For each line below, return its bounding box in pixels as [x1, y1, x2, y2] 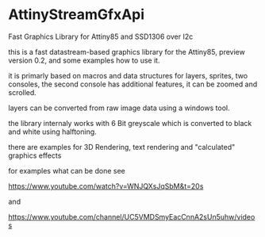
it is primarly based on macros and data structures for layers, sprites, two [8, 71, 248, 80]
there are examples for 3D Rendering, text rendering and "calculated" [8, 142, 236, 151]
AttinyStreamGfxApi [8, 6, 145, 24]
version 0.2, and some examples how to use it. [8, 55, 160, 65]
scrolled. [8, 87, 37, 97]
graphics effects [8, 151, 62, 160]
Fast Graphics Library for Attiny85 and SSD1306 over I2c [8, 32, 194, 41]
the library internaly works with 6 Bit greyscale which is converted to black [8, 118, 252, 128]
